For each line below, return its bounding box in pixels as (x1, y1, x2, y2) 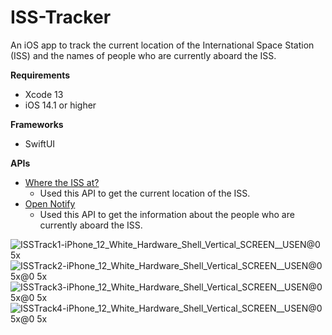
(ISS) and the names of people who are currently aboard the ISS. (10, 49, 277, 61)
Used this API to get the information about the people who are (39, 208, 295, 220)
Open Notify (24, 197, 76, 210)
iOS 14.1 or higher (24, 99, 97, 111)
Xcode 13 (24, 88, 64, 100)
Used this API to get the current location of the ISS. (39, 187, 251, 199)
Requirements (10, 69, 71, 81)
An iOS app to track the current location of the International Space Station (10, 39, 315, 51)
